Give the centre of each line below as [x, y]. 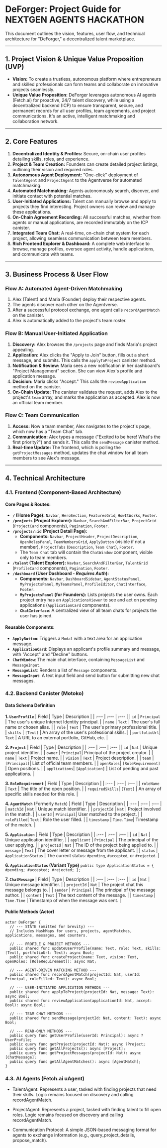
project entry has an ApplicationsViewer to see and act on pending [88, 600]
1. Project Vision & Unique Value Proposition [75, 59]
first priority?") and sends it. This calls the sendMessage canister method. [86, 442]
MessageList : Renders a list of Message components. [65, 670]
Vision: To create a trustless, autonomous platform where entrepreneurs [87, 79]
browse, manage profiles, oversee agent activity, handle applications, [83, 249]
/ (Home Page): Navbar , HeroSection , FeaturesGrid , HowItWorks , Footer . [85, 515]
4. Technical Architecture [45, 478]
